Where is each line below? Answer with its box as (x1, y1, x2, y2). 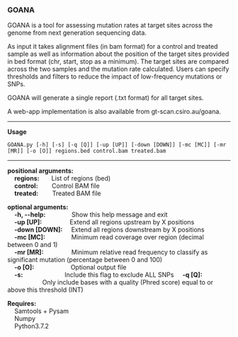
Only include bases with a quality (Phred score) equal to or (42, 278, 214, 287)
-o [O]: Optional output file (13, 263, 127, 272)
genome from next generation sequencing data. (7, 28, 147, 37)
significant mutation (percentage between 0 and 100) (7, 256, 163, 264)
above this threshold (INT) (7, 285, 84, 295)
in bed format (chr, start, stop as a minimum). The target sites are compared (7, 57, 229, 66)
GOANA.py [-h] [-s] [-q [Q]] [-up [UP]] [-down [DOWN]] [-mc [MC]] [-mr (7, 142, 227, 149)
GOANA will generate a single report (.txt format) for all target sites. (7, 93, 204, 102)
